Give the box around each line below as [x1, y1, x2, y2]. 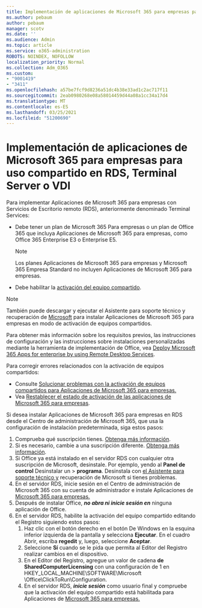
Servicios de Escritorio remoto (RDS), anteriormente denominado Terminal [6, 205, 191, 213]
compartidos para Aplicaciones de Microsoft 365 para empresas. [14, 387, 177, 394]
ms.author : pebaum [6, 14, 52, 20]
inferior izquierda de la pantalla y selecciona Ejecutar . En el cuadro [23, 531, 191, 538]
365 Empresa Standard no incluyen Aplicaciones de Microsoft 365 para [14, 266, 192, 273]
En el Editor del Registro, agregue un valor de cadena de [23, 557, 164, 564]
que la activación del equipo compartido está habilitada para [23, 589, 174, 596]
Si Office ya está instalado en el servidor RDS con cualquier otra [14, 455, 174, 462]
